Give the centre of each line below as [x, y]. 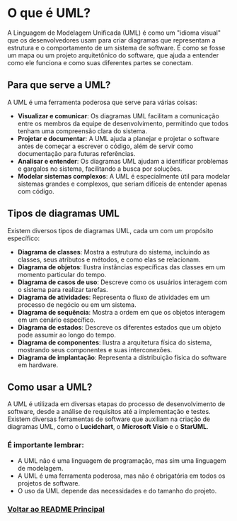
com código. [36, 191]
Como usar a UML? [50, 387]
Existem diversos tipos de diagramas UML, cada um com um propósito [110, 230]
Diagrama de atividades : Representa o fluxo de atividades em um [114, 297]
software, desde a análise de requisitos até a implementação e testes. [109, 412]
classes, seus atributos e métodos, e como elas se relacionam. [109, 259]
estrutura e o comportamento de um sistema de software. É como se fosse [116, 47]
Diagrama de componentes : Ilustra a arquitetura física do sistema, [115, 342]
